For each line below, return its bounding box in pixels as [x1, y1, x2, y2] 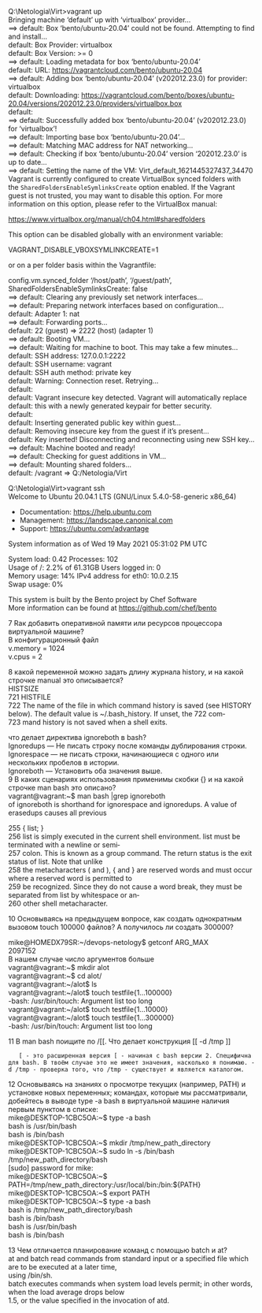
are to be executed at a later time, [8, 1263, 117, 1271]
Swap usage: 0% [8, 579, 64, 589]
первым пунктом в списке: [8, 1105, 98, 1114]
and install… [8, 32, 48, 41]
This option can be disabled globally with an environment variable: [8, 230, 223, 239]
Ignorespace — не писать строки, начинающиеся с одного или [8, 749, 219, 759]
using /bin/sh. [8, 1270, 53, 1280]
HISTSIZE [8, 684, 39, 693]
